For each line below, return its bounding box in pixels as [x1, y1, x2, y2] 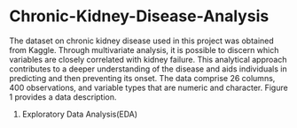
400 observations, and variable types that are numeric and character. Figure [9, 82, 288, 93]
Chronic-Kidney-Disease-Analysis [9, 6, 270, 26]
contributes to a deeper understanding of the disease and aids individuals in [9, 64, 287, 74]
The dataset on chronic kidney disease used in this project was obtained [9, 35, 275, 46]
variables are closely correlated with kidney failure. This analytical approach [9, 54, 287, 64]
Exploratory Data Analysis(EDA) [21, 109, 138, 119]
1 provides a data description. [9, 91, 117, 102]
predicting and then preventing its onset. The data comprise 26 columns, [9, 72, 276, 83]
